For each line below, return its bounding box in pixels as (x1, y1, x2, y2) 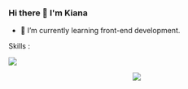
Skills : (8, 41, 31, 51)
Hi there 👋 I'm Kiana (8, 7, 88, 19)
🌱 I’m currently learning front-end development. (20, 26, 181, 36)
